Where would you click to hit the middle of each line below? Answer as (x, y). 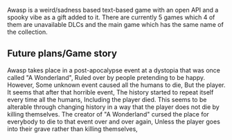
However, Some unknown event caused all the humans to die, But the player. (116, 85)
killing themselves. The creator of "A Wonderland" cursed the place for (108, 114)
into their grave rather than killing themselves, (73, 129)
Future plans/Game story (62, 53)
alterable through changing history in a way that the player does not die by (113, 107)
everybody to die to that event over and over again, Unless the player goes (114, 121)
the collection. (27, 32)
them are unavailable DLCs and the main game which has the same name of (115, 24)
